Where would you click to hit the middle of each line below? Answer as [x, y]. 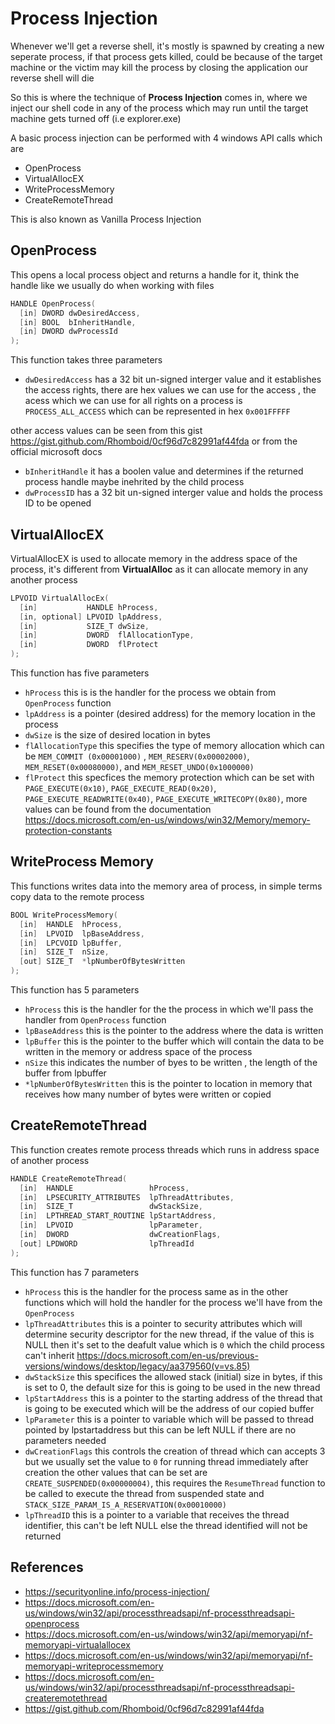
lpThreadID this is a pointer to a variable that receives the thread [157, 1514]
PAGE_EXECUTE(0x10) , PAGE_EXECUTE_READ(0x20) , [120, 788]
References [47, 1567]
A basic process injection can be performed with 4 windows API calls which [166, 138]
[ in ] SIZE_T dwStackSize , [111, 1207]
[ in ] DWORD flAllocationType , [107, 635]
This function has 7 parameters [75, 1272]
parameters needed [65, 1440]
